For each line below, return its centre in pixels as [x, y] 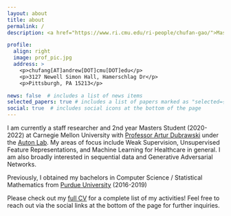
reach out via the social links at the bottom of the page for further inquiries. [113, 205]
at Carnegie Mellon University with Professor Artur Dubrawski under [122, 135]
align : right [32, 51]
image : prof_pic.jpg [43, 58]
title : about [26, 20]
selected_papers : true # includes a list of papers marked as [98, 102]
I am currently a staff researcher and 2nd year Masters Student [97, 128]
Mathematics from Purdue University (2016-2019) [77, 185]
